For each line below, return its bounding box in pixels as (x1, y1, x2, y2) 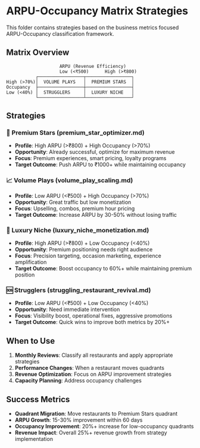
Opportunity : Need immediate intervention (14, 306, 120, 313)
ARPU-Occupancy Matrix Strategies (6, 4, 189, 18)
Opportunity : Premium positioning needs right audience (14, 246, 153, 253)
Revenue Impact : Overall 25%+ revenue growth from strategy (14, 429, 168, 436)
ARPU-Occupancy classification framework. (6, 30, 114, 37)
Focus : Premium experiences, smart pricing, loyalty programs (14, 155, 167, 162)
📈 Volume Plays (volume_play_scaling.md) (6, 176, 133, 185)
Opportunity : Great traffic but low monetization (14, 198, 132, 206)
